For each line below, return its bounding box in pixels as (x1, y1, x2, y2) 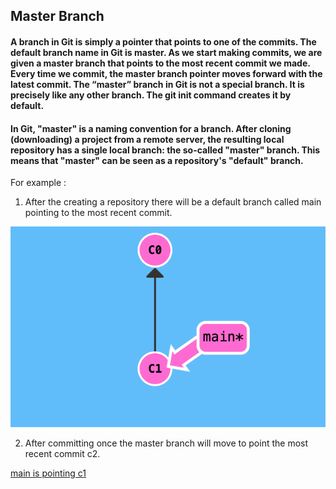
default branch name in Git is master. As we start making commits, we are (10, 46, 323, 58)
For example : (10, 177, 67, 189)
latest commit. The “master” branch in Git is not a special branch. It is (10, 78, 305, 90)
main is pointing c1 (10, 467, 87, 479)
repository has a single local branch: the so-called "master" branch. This (10, 144, 321, 156)
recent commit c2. (24, 447, 101, 459)
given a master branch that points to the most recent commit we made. (10, 57, 311, 69)
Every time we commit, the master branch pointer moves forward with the (10, 67, 323, 79)
